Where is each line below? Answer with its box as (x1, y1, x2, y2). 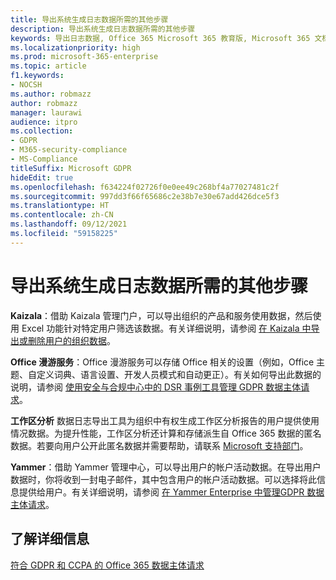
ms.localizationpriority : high (10, 42, 141, 53)
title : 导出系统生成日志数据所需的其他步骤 (10, 14, 169, 25)
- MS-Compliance (10, 154, 78, 164)
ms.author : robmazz (10, 89, 92, 99)
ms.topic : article (10, 61, 87, 71)
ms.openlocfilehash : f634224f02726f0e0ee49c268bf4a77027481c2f (10, 182, 280, 192)
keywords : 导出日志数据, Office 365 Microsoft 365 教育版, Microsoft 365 (10, 33, 311, 43)
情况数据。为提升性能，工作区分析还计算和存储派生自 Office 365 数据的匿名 (10, 427, 322, 439)
